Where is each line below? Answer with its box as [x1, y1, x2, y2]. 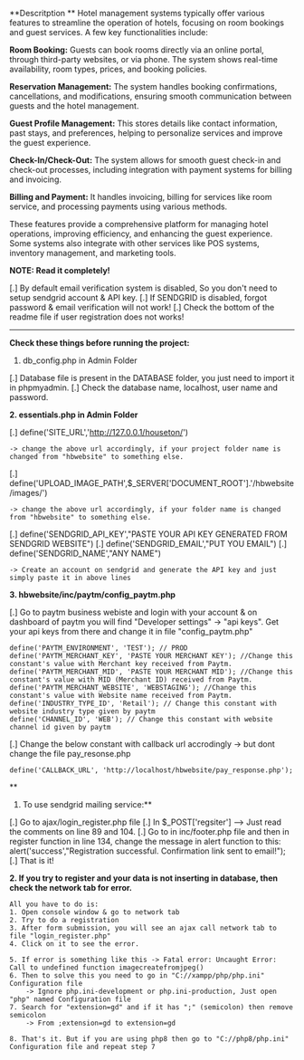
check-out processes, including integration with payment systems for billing [9, 165, 292, 175]
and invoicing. [9, 174, 62, 185]
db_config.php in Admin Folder [22, 355, 138, 366]
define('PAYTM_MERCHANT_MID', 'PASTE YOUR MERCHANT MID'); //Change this [9, 667, 294, 676]
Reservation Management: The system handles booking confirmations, [9, 81, 278, 91]
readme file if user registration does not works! [9, 311, 185, 322]
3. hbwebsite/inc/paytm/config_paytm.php [9, 589, 176, 600]
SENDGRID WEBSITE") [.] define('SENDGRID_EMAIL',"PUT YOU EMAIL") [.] [9, 539, 288, 549]
